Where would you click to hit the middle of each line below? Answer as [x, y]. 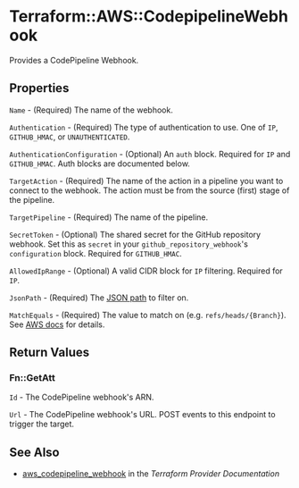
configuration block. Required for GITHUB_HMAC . [96, 253]
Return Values [50, 353]
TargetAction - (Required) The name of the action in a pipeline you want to [146, 181]
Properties [39, 88]
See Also [34, 452]
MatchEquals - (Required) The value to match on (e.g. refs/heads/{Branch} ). [148, 315]
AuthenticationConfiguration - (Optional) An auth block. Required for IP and [150, 154]
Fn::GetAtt [32, 378]
